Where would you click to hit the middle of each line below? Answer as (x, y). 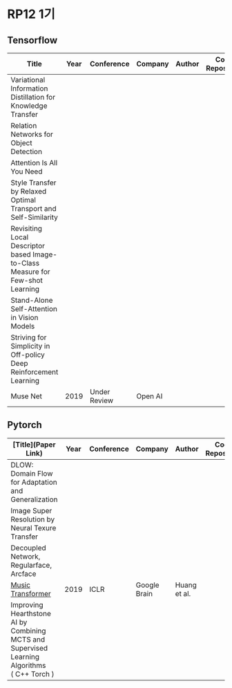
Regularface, (31, 565)
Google (148, 585)
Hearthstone (31, 613)
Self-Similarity (35, 217)
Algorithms (28, 665)
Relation (24, 125)
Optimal (23, 200)
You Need (27, 171)
